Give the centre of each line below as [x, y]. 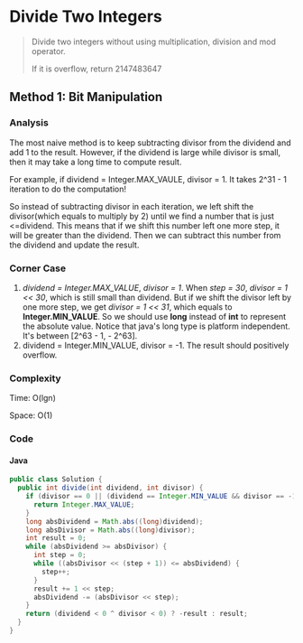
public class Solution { [56, 480]
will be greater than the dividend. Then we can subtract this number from [145, 235]
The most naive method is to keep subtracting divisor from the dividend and [150, 143]
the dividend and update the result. [74, 245]
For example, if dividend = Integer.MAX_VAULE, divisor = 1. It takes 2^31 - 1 [148, 179]
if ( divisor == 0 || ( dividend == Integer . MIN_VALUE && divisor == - [159, 497]
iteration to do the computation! [68, 189]
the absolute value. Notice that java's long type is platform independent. [156, 326]
